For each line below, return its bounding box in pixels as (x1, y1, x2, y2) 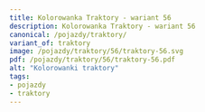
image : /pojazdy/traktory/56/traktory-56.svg (9, 47, 183, 56)
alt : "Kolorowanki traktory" (9, 64, 119, 73)
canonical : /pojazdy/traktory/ (9, 30, 127, 39)
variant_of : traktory (9, 38, 91, 48)
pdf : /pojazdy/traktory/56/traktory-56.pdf (9, 55, 176, 64)
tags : (9, 72, 30, 81)
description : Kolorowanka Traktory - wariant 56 (9, 22, 196, 31)
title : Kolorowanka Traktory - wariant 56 (9, 13, 172, 23)
